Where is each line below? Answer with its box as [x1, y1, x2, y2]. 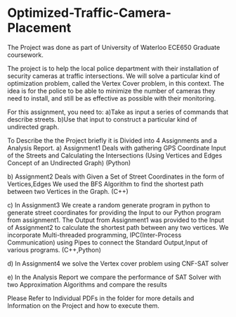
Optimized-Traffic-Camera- [7, 5, 172, 21]
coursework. [7, 51, 44, 59]
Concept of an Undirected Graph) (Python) [7, 158, 131, 167]
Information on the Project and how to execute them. [7, 301, 160, 310]
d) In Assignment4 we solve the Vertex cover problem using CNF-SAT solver [7, 259, 229, 268]
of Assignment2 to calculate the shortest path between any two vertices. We [7, 223, 229, 231]
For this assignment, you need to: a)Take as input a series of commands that [7, 108, 229, 116]
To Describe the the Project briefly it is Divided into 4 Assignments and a [7, 136, 218, 145]
